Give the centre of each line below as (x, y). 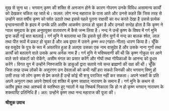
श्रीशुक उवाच (15, 102)
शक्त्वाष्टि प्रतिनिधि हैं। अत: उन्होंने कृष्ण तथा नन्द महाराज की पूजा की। (61, 92)
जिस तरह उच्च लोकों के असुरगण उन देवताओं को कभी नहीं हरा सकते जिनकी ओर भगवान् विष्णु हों (81, 70)
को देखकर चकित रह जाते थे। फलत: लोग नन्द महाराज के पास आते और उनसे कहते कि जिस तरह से (83, 13)
